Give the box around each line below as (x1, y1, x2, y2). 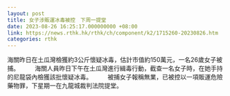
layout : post (7, 10, 45, 17)
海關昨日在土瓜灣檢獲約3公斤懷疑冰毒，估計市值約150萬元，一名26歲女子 (7, 56, 217, 64)
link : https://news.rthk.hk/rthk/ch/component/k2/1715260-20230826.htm (7, 29, 218, 37)
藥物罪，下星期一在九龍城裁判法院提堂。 (7, 81, 123, 90)
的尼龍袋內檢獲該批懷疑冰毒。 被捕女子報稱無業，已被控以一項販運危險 (7, 73, 223, 81)
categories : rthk (7, 36, 57, 43)
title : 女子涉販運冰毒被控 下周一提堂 (7, 17, 107, 23)
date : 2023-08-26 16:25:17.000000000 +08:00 (7, 23, 138, 30)
